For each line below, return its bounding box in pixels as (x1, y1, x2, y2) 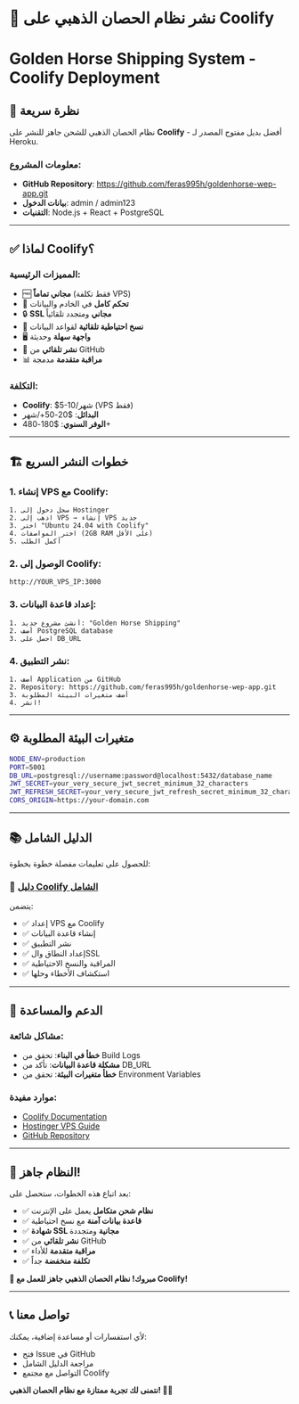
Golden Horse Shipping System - (9, 49, 256, 70)
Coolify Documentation (21, 1112, 108, 1122)
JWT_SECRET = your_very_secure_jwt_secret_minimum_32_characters (9, 779, 249, 788)
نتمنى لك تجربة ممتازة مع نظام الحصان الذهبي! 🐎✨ (9, 1384, 174, 1395)
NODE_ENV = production (9, 754, 86, 763)
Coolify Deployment (9, 68, 160, 88)
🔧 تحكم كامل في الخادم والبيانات (21, 299, 129, 309)
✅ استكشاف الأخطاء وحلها (21, 968, 109, 979)
